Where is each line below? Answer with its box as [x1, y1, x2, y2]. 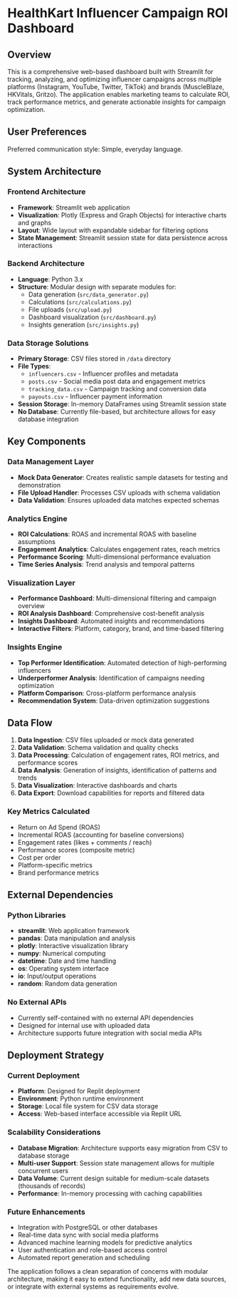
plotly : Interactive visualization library [17, 942, 129, 950]
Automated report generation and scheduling [17, 1253, 150, 1262]
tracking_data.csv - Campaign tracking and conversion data [28, 385, 206, 393]
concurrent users [17, 1166, 69, 1175]
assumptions [17, 537, 56, 546]
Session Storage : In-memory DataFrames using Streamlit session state [17, 400, 227, 408]
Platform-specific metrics [17, 860, 93, 869]
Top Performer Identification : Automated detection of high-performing [17, 658, 227, 667]
